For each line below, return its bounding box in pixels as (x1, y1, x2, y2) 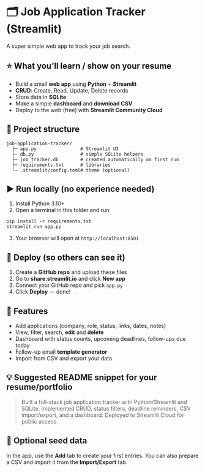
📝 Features (6, 306, 48, 316)
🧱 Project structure (6, 124, 80, 135)
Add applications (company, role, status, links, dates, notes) (15, 322, 166, 329)
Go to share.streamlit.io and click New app (15, 275, 125, 283)
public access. (21, 417, 58, 425)
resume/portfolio (6, 382, 73, 392)
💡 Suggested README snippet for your (6, 372, 157, 383)
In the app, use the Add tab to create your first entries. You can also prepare (6, 452, 199, 459)
